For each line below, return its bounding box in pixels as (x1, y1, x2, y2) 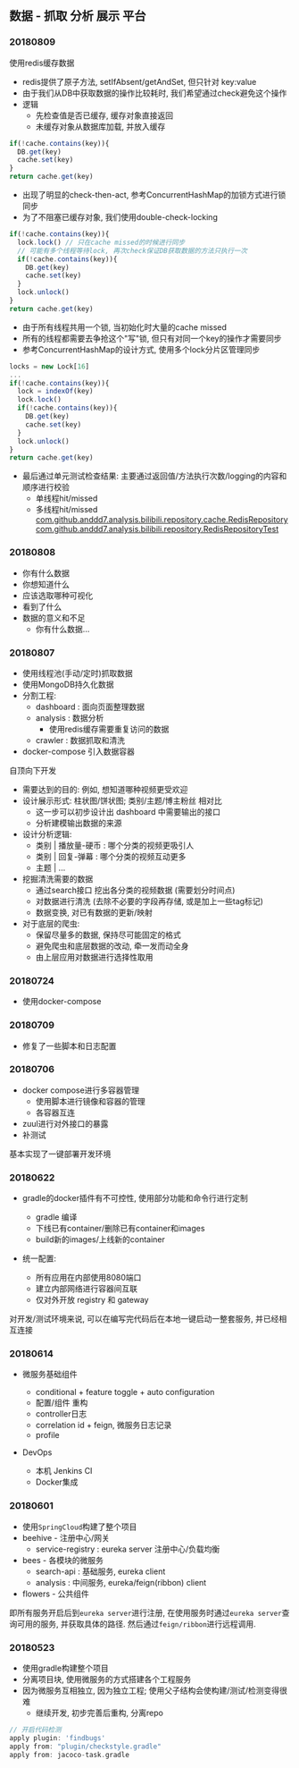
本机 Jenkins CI (35, 1466, 93, 1476)
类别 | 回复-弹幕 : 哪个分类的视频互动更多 (35, 850, 187, 861)
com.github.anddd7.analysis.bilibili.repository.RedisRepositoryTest (35, 524, 279, 535)
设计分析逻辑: (21, 828, 72, 839)
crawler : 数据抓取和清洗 (35, 734, 125, 745)
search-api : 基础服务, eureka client (35, 1566, 166, 1577)
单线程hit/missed (35, 493, 98, 503)
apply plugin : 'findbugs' (9, 1733, 105, 1742)
